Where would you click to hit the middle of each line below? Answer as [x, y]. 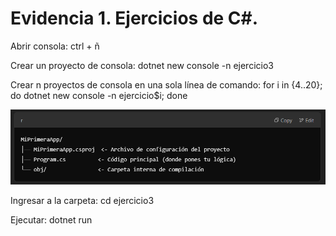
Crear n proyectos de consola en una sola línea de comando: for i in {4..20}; [166, 84]
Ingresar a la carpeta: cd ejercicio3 [82, 200]
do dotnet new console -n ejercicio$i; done [99, 95]
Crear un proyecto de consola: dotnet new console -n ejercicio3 [142, 65]
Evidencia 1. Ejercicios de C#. [134, 18]
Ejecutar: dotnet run [51, 219]
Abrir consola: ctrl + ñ [55, 46]
